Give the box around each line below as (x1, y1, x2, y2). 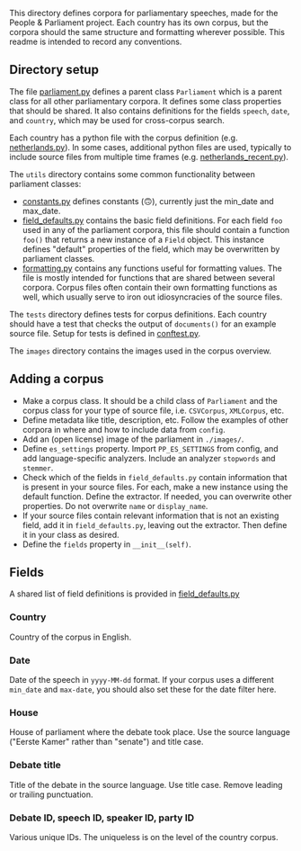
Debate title (9, 759, 61, 772)
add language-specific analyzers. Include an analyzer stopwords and (22, 452, 276, 463)
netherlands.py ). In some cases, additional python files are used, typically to (9, 141, 292, 152)
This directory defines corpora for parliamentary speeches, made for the (9, 8, 279, 18)
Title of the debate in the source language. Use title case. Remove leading (9, 779, 283, 790)
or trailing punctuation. (9, 789, 93, 800)
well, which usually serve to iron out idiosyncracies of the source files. (22, 291, 283, 302)
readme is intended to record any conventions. (9, 36, 182, 47)
